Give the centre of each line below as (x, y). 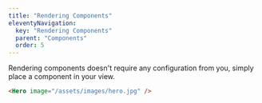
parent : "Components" (52, 38)
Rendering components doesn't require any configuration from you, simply (131, 68)
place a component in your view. (62, 77)
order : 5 (30, 46)
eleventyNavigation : (43, 23)
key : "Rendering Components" (64, 30)
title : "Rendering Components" (60, 16)
